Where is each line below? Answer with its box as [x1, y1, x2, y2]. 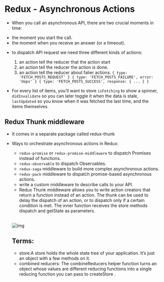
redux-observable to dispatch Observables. [19, 161, 107, 166]
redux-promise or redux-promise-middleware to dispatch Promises [19, 150, 151, 156]
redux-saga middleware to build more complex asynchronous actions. [19, 165, 160, 171]
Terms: [11, 237, 34, 245]
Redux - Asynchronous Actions [4, 3, 135, 15]
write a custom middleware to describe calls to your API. [19, 181, 134, 187]
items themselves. [11, 103, 49, 109]
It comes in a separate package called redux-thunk [11, 131, 115, 137]
